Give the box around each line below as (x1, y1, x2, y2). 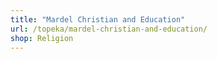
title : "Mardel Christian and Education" (10, 14, 186, 25)
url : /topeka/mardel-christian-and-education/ (10, 24, 208, 34)
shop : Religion (10, 33, 74, 43)
